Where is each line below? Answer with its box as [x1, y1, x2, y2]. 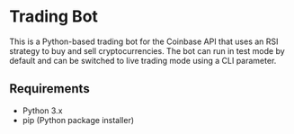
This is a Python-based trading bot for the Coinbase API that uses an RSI [9, 36, 279, 47]
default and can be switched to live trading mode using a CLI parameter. [9, 55, 277, 66]
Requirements [9, 81, 90, 96]
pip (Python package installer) [22, 114, 135, 125]
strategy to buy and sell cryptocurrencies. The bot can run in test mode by [9, 45, 285, 56]
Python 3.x [22, 105, 63, 116]
